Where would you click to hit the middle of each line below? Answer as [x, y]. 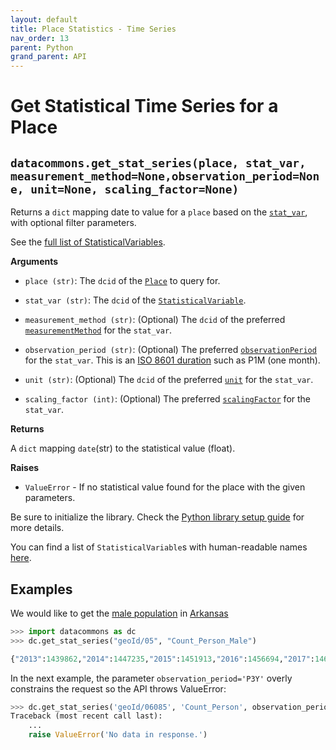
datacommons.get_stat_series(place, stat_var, [158, 163]
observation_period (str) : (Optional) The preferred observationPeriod [170, 350]
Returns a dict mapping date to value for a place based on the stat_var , [159, 212]
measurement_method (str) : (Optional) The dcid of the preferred [155, 320]
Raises [25, 468]
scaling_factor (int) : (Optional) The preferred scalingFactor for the [168, 399]
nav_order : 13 [40, 38]
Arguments [34, 262]
